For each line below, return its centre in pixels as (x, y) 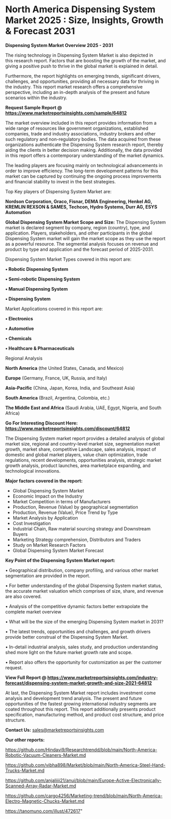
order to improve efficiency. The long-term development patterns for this (82, 171)
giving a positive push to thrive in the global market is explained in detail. (82, 66)
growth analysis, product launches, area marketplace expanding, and (78, 465)
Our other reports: (25, 740)
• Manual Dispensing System (36, 289)
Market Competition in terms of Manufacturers (62, 501)
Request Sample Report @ (34, 107)
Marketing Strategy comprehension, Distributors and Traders (77, 540)
